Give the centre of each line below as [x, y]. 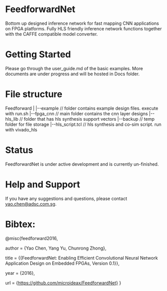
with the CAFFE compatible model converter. [52, 34]
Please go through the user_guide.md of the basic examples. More [74, 68]
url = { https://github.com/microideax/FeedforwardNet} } [63, 283]
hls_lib [12, 119]
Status [19, 150]
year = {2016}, [20, 273]
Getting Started [38, 55]
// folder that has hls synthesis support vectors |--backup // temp [87, 119]
